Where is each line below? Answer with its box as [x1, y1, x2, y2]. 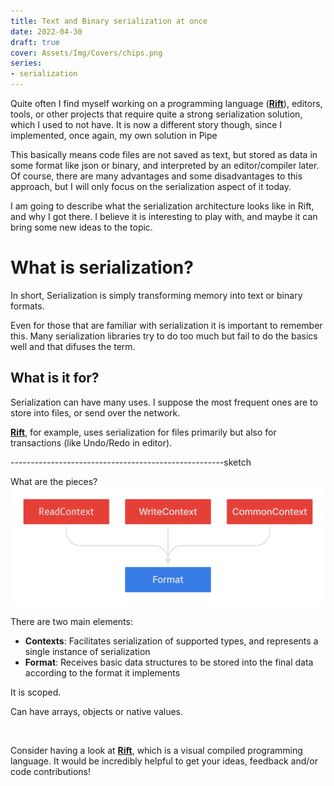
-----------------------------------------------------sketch [10, 456, 252, 468]
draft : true [10, 37, 60, 47]
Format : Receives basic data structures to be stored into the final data [24, 656, 314, 669]
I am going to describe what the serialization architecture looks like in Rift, [10, 200, 315, 212]
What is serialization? [10, 256, 194, 279]
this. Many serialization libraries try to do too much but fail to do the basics [10, 330, 318, 342]
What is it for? [10, 370, 100, 387]
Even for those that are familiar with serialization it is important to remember [10, 319, 323, 331]
